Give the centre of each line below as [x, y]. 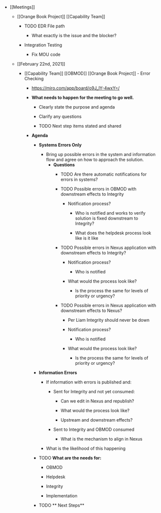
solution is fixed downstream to [106, 218]
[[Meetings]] [22, 7]
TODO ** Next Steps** [61, 505]
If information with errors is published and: [89, 382]
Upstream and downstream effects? [97, 420]
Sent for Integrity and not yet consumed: [94, 391]
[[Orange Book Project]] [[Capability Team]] [61, 16]
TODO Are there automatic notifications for [104, 174]
